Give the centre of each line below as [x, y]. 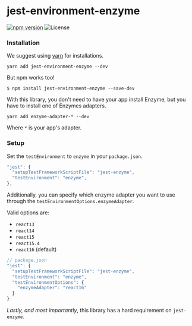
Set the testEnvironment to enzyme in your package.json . [75, 156]
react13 [25, 225]
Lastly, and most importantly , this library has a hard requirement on [89, 311]
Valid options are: [28, 213]
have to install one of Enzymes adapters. [56, 106]
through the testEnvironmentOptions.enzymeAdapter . [70, 201]
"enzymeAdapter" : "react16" [52, 288]
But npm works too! [31, 78]
